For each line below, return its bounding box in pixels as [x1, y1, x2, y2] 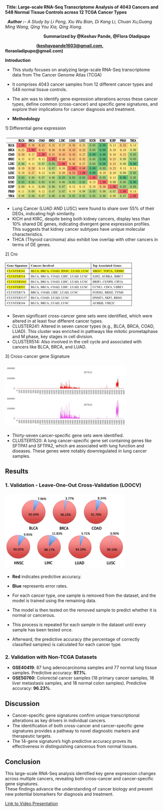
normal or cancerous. [12, 612, 55, 618]
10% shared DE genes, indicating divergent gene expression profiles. [12, 221, 151, 227]
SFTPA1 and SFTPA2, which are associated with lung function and [12, 442, 145, 448]
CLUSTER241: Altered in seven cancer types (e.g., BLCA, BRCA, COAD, [12, 323, 155, 329]
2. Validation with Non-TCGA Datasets [5, 654, 97, 661]
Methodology [12, 116, 40, 121]
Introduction [5, 57, 31, 63]
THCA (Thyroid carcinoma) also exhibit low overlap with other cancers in [12, 237, 158, 242]
